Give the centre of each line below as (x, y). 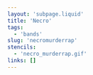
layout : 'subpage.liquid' (45, 14)
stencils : (22, 47)
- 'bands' (28, 34)
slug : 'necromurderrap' (43, 41)
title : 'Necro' (30, 21)
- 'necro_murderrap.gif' (50, 54)
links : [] (22, 61)
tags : (15, 27)
